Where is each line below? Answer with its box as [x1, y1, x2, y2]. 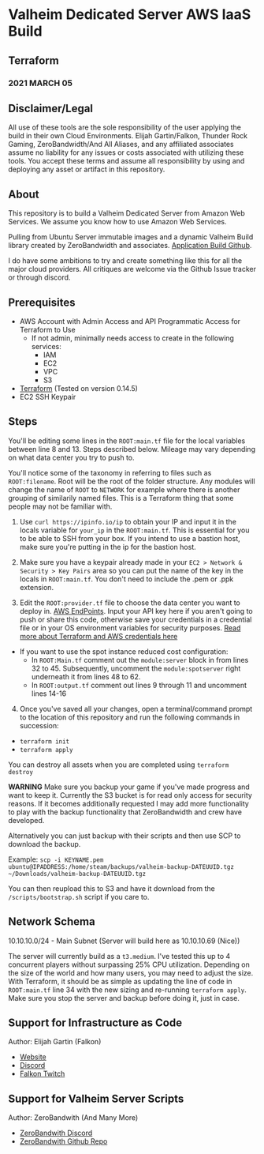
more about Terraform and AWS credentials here [19, 631, 178, 641]
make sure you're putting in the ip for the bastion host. [19, 542, 196, 551]
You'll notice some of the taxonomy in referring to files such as [8, 468, 212, 477]
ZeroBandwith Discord [19, 1128, 93, 1138]
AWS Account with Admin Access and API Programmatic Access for [19, 316, 241, 325]
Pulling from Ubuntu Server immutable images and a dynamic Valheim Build [8, 232, 254, 242]
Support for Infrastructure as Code [8, 1016, 183, 1029]
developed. [8, 815, 45, 825]
